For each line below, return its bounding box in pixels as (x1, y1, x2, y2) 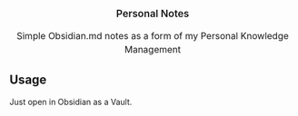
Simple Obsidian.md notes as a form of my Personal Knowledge (16, 29, 289, 42)
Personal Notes (115, 7, 190, 20)
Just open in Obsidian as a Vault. (9, 96, 133, 107)
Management (124, 43, 182, 55)
